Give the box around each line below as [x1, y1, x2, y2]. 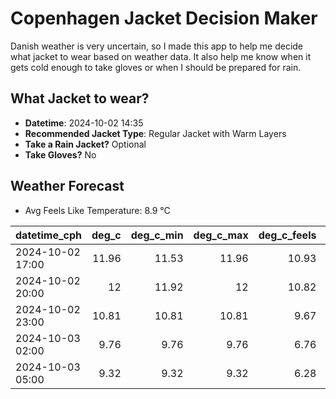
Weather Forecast [10, 178, 125, 195]
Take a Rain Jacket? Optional [24, 138, 147, 150]
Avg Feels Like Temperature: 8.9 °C [24, 204, 171, 216]
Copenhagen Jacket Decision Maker [10, 7, 318, 30]
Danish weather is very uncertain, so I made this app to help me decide [10, 40, 304, 52]
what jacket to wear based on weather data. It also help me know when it [10, 50, 312, 62]
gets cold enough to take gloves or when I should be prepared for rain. [10, 61, 302, 73]
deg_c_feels [258, 228, 317, 242]
